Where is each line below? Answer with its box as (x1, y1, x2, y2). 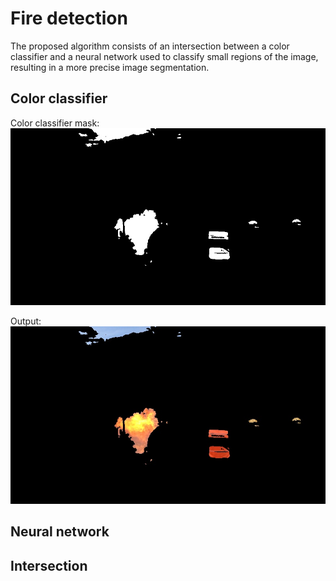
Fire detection (10, 7, 128, 30)
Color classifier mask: (10, 117, 100, 129)
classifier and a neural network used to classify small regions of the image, (10, 50, 319, 62)
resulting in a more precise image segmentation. (10, 61, 210, 73)
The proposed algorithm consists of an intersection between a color (10, 40, 290, 52)
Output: (10, 315, 42, 327)
